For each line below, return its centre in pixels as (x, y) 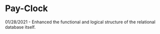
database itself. (20, 27)
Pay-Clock (27, 8)
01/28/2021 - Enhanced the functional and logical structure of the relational (80, 22)
